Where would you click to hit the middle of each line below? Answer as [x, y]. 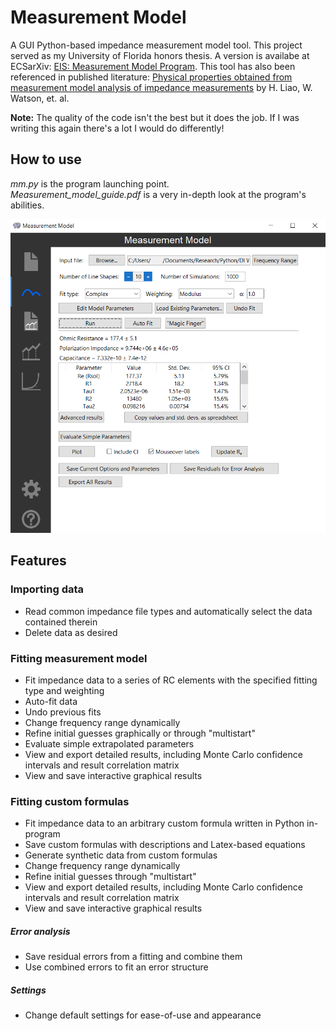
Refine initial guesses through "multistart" [110, 877]
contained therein [61, 622]
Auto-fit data [51, 701]
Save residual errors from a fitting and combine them [133, 957]
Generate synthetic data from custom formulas [121, 855]
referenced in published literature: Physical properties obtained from [151, 77]
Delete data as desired [71, 632]
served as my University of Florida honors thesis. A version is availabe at [160, 55]
